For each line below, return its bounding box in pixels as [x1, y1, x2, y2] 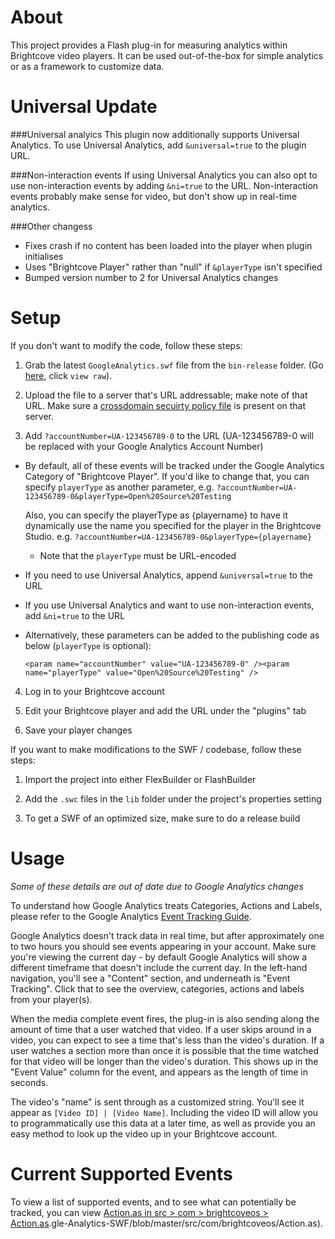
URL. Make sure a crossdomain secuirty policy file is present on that [24, 399, 307, 411]
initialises [24, 250, 64, 262]
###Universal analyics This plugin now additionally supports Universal [10, 128, 300, 140]
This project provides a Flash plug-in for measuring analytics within [10, 39, 288, 51]
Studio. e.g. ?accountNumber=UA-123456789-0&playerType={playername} [24, 530, 313, 542]
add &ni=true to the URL [24, 609, 126, 621]
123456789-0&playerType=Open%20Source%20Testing [24, 491, 232, 501]
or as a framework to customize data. [10, 60, 165, 72]
